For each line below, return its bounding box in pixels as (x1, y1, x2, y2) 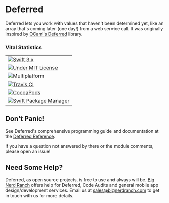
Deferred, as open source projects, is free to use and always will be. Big (5, 176, 155, 183)
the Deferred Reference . (5, 133, 55, 140)
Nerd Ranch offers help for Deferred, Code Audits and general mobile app (5, 182, 159, 188)
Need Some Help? (5, 163, 63, 172)
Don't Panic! (5, 114, 45, 123)
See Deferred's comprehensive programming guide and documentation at (5, 128, 159, 134)
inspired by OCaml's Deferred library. (5, 31, 83, 37)
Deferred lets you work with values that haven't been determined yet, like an (5, 20, 164, 26)
